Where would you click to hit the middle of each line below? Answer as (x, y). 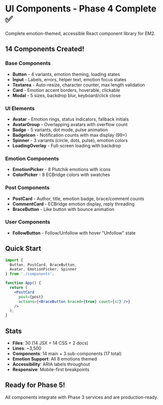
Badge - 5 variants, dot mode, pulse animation (60, 130)
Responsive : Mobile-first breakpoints (51, 369)
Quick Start (23, 249)
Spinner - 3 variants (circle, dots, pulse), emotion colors (70, 140)
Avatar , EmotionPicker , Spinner (43, 269)
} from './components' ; (30, 274)
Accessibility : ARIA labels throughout (51, 364)
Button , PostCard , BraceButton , (43, 265)
